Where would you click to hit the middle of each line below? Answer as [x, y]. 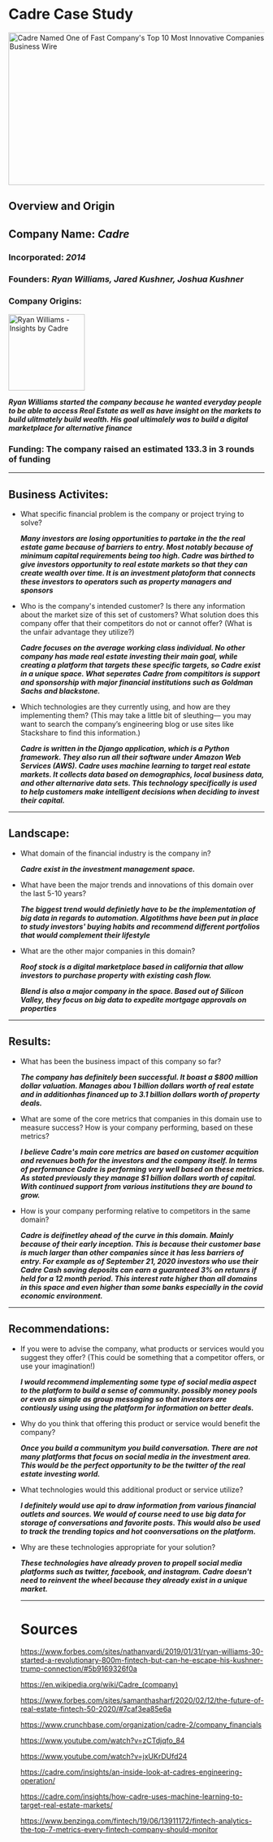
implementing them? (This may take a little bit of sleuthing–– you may [136, 715]
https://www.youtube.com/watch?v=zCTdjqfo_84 [102, 1741]
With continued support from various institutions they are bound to [136, 1186]
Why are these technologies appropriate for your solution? [118, 1547]
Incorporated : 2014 [48, 257]
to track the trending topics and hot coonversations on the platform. [138, 1531]
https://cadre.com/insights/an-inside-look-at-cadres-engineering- [131, 1772]
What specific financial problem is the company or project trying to [132, 514]
